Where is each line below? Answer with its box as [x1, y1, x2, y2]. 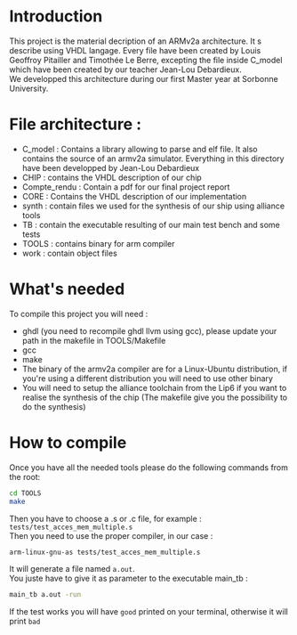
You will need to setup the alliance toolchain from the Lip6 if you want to [21, 382, 287, 393]
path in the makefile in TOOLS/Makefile [21, 335, 166, 346]
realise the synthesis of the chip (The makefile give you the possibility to [21, 392, 287, 403]
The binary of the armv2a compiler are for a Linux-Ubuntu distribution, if [21, 363, 287, 374]
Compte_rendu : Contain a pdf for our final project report [21, 181, 230, 192]
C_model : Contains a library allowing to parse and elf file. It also [21, 143, 258, 154]
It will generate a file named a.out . [9, 564, 135, 574]
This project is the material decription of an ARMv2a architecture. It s [9, 36, 262, 46]
